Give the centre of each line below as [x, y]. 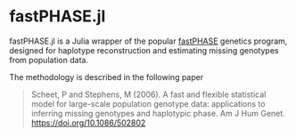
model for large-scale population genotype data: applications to [148, 103]
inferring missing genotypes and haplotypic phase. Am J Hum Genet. [158, 113]
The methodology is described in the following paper [106, 77]
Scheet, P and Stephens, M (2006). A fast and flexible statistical [148, 94]
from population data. [49, 60]
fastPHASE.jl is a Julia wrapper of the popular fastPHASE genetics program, [148, 41]
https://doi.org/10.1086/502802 [88, 123]
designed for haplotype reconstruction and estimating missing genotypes [144, 50]
